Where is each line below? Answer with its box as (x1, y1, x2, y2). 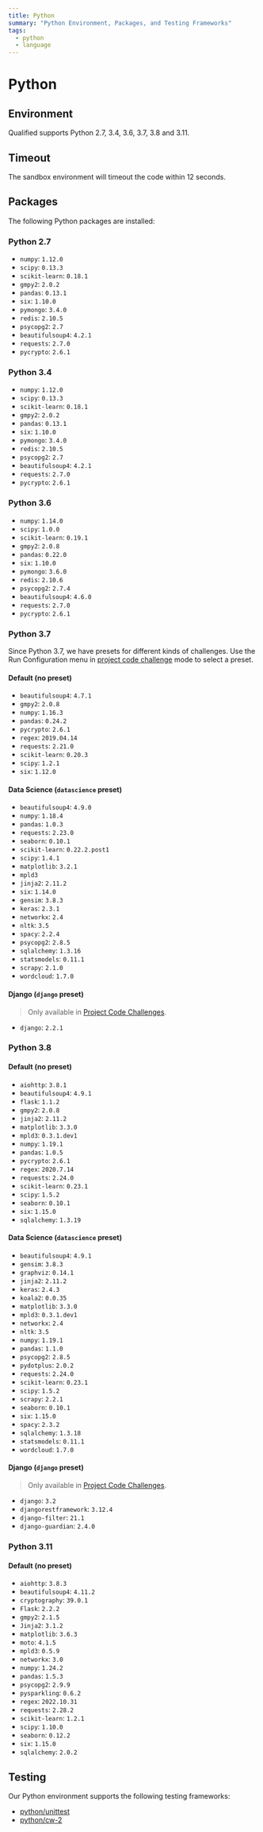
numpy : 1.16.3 (19, 708, 63, 717)
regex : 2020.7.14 (19, 1164, 74, 1173)
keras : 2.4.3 (19, 1284, 60, 1293)
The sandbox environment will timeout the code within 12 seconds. (8, 172, 227, 181)
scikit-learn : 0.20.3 (19, 750, 89, 759)
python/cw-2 (19, 1815, 63, 1825)
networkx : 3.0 (19, 1654, 63, 1664)
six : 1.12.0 (19, 767, 57, 776)
